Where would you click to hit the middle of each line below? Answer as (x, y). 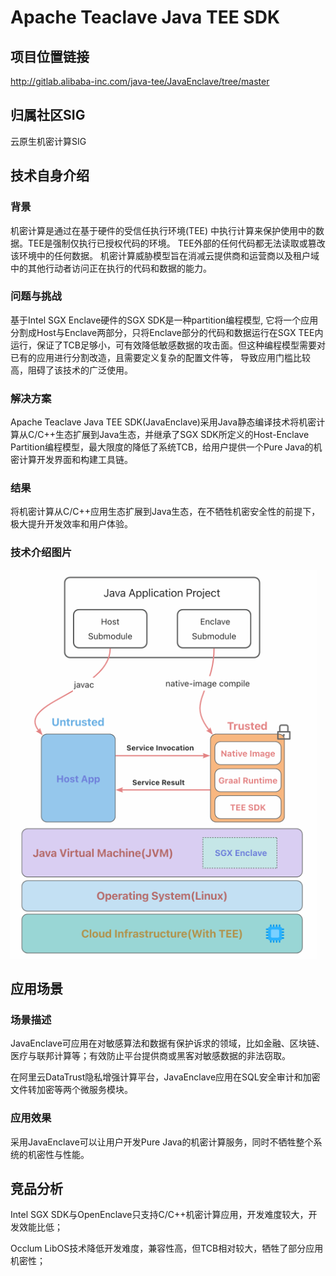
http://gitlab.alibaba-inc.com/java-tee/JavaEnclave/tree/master (140, 81)
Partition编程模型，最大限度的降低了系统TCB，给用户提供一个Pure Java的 (162, 447)
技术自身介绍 (50, 176)
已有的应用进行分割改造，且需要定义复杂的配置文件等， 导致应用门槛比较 (160, 357)
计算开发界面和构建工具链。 (75, 460)
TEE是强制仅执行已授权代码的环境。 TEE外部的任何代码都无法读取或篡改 (176, 243)
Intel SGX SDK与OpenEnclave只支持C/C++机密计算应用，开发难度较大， (159, 1215)
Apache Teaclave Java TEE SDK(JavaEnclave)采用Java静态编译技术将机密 (163, 422)
